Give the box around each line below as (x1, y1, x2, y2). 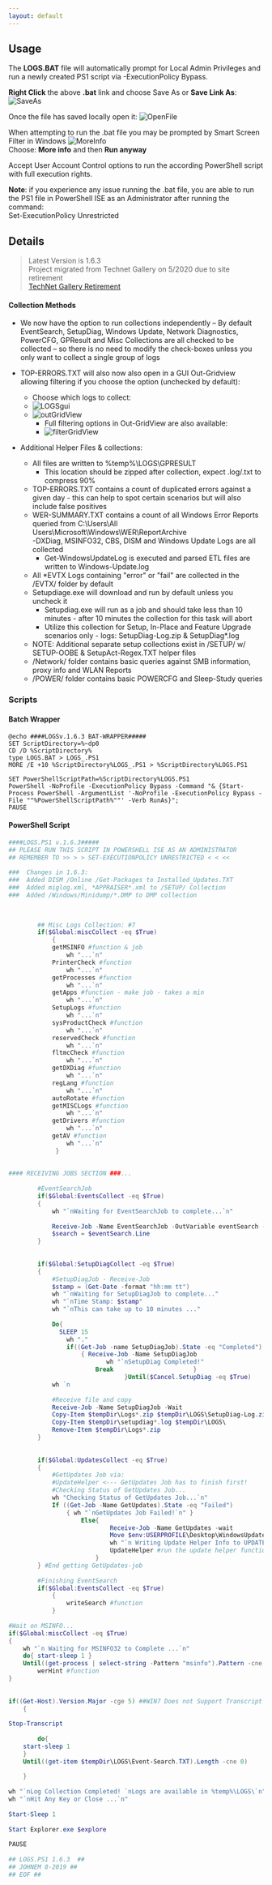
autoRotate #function (51, 1094, 125, 1103)
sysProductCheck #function (51, 1018, 143, 1026)
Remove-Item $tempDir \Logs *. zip (51, 1426, 161, 1434)
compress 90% (44, 476, 96, 486)
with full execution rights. (8, 169, 93, 179)
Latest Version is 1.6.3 (28, 256, 101, 266)
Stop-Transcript (8, 1720, 63, 1728)
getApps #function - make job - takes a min (51, 988, 205, 997)
